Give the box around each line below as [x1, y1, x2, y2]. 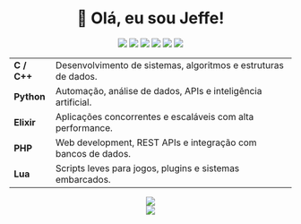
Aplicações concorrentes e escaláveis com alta [55, 110, 254, 123]
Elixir [13, 116, 36, 128]
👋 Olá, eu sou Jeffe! [76, 8, 225, 29]
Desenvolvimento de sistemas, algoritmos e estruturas [55, 58, 284, 71]
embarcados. [55, 173, 111, 185]
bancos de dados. [55, 147, 132, 159]
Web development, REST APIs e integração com [55, 136, 257, 149]
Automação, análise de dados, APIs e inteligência [55, 84, 262, 97]
